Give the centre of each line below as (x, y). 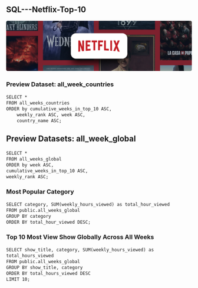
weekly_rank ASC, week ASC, (51, 114)
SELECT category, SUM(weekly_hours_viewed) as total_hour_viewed (88, 205)
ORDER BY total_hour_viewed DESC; (49, 222)
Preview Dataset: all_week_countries (60, 84)
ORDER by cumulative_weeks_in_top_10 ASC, (59, 109)
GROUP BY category (29, 217)
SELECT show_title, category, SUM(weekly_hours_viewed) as (80, 250)
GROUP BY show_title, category (44, 268)
